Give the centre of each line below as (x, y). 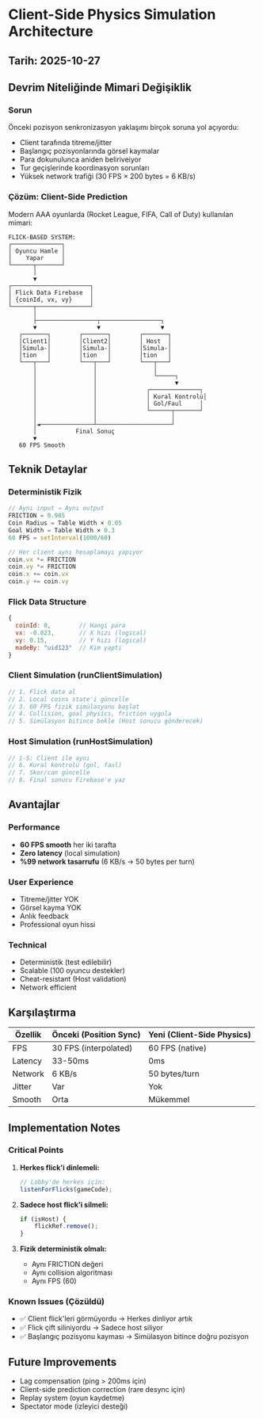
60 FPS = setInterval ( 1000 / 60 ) (60, 538)
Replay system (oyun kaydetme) (72, 1398)
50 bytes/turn (174, 1074)
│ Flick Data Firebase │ (51, 292)
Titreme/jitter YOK (49, 899)
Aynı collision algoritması (72, 1272)
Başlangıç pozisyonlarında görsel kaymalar (90, 151)
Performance (34, 827)
